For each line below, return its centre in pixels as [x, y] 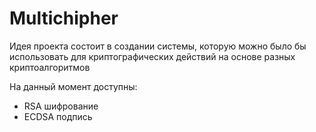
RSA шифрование [61, 106]
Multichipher [64, 18]
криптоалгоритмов [50, 67]
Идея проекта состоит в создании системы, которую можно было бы [158, 46]
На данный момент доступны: [73, 86]
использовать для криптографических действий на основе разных [152, 56]
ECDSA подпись [58, 116]
